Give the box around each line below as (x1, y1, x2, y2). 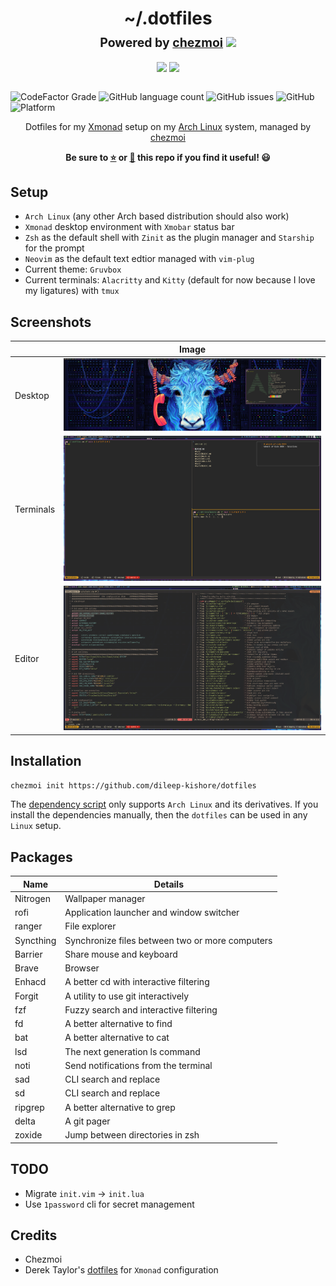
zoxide (14, 1129, 43, 1141)
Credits (10, 1227, 58, 1244)
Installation (10, 753, 82, 770)
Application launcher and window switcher (64, 907, 240, 919)
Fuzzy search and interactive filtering (64, 1003, 218, 1016)
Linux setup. (10, 820, 62, 832)
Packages (10, 848, 73, 866)
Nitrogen (14, 892, 51, 904)
